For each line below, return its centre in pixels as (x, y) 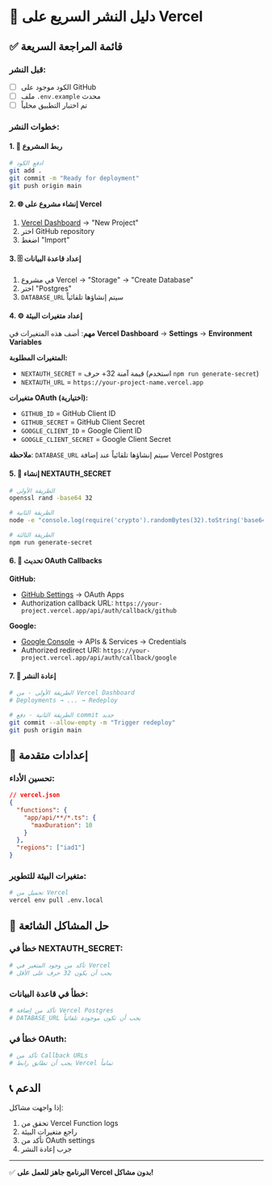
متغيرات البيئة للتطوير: (48, 876)
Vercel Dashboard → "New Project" (80, 223)
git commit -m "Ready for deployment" (74, 178)
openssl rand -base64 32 (51, 498)
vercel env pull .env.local (56, 900)
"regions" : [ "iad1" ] (51, 848)
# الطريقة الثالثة (32, 535)
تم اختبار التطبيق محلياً (54, 105)
